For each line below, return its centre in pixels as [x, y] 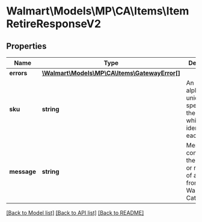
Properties [26, 46]
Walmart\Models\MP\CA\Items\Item [98, 11]
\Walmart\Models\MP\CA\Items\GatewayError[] [111, 73]
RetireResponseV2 [54, 24]
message [23, 171]
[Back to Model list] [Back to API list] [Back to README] [75, 213]
